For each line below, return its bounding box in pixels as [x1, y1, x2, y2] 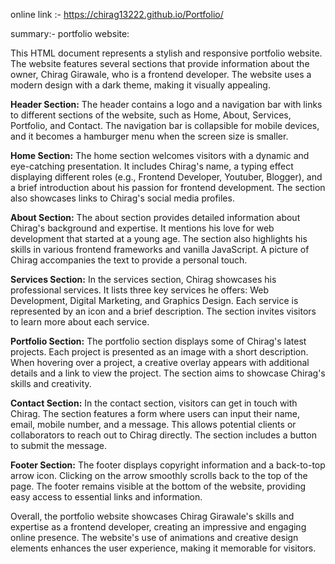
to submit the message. [10, 440, 107, 451]
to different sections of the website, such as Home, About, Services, [10, 109, 292, 121]
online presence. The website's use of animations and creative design [10, 532, 299, 543]
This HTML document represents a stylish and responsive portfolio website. [10, 47, 323, 59]
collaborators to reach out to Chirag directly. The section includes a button [10, 429, 317, 441]
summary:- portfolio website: [10, 28, 130, 39]
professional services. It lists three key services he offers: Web [10, 284, 270, 296]
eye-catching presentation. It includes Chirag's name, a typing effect [10, 160, 294, 172]
